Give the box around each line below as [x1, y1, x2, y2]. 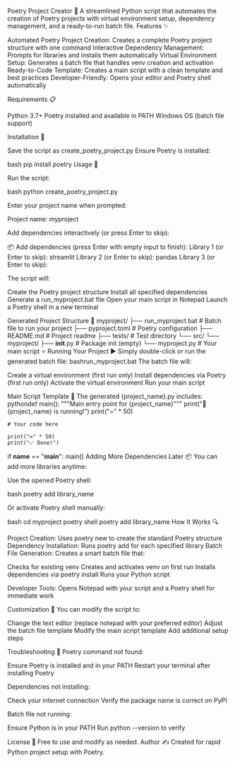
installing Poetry [7, 669, 54, 677]
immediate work [7, 591, 54, 600]
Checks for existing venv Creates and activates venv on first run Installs [7, 563, 216, 571]
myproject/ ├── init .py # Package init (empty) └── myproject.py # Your [7, 339, 217, 347]
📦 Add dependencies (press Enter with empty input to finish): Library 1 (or [7, 243, 224, 251]
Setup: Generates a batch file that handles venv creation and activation [7, 59, 214, 66]
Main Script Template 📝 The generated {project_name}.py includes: [7, 392, 203, 400]
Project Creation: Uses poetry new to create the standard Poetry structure [7, 534, 222, 542]
